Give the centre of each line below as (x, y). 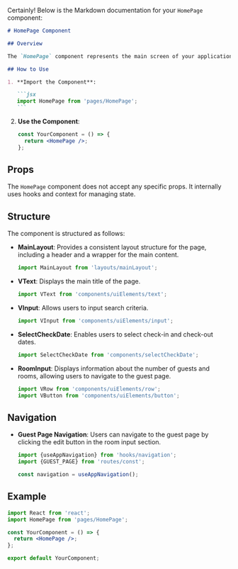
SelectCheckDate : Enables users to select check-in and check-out (115, 334)
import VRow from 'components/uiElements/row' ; (89, 389)
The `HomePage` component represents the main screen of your (101, 56)
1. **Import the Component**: (52, 82)
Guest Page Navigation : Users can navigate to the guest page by (113, 434)
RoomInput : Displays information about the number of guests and (114, 368)
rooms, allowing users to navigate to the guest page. (94, 376)
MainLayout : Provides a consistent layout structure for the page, (112, 247)
